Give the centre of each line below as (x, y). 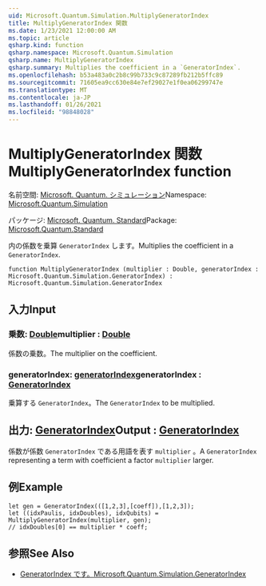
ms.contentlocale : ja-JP (50, 97)
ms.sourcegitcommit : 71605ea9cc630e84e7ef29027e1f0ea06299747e (116, 82)
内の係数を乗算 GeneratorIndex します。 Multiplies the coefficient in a (121, 245)
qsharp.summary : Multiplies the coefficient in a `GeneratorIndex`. (125, 68)
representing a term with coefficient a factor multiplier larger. (111, 460)
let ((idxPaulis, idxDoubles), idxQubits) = (83, 513)
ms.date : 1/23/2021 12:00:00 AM (62, 30)
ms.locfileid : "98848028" (51, 113)
